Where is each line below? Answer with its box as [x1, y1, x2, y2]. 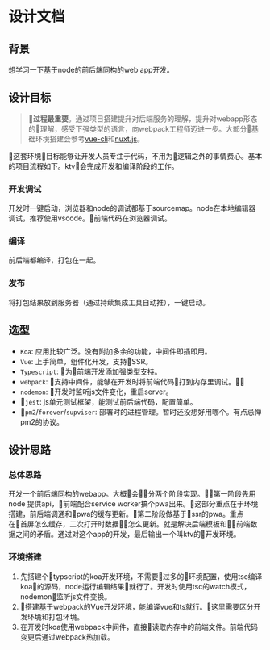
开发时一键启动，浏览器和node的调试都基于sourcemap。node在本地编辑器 [8, 203, 256, 213]
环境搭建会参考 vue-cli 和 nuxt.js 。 [35, 134, 145, 144]
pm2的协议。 [19, 417, 64, 426]
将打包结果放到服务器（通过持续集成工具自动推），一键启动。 [8, 297, 210, 307]
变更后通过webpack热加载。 [19, 631, 114, 642]
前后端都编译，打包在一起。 [8, 255, 101, 265]
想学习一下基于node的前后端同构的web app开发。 [8, 65, 175, 74]
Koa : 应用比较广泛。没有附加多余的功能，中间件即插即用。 [19, 346, 212, 356]
